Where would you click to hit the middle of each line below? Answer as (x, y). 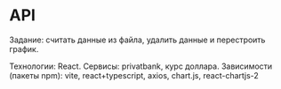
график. (24, 48)
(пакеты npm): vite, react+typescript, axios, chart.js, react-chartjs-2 (134, 75)
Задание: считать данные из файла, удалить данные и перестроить (137, 40)
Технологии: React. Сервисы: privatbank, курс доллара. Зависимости (141, 66)
